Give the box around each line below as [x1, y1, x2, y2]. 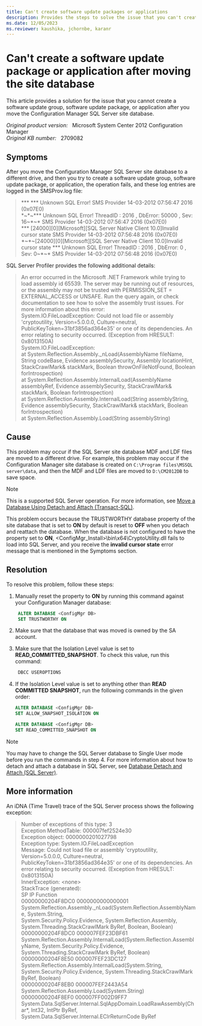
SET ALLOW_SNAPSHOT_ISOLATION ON [14, 711, 99, 717]
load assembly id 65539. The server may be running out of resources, [20, 280, 194, 287]
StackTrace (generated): [20, 884, 82, 891]
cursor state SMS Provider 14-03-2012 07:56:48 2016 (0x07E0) [20, 231, 178, 238]
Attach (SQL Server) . [6, 768, 58, 776]
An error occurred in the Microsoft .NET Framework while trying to [20, 274, 186, 280]
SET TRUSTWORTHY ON [17, 616, 67, 622]
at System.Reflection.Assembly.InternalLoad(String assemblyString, [20, 396, 189, 402]
